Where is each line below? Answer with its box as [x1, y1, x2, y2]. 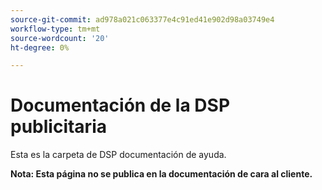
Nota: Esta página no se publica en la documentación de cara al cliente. [10, 168, 313, 180]
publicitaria [10, 116, 107, 138]
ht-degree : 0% [10, 42, 70, 53]
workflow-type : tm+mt [10, 24, 101, 34]
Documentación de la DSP [10, 94, 231, 117]
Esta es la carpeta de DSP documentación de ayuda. [10, 149, 227, 161]
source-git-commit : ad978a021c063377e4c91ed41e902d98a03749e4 [10, 14, 275, 25]
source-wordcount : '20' [10, 33, 110, 43]
